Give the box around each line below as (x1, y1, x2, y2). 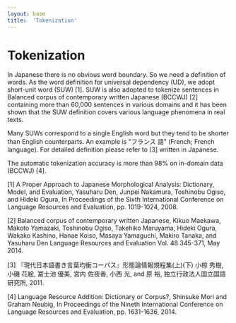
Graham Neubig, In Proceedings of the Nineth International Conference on (7, 300, 224, 309)
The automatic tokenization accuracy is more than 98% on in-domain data (7, 159, 224, 168)
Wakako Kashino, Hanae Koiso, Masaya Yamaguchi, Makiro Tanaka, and (7, 231, 217, 240)
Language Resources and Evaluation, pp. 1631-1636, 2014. (7, 307, 177, 316)
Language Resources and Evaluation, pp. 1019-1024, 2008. (7, 202, 179, 212)
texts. (7, 116, 24, 124)
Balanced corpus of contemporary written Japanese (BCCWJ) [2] (7, 93, 199, 102)
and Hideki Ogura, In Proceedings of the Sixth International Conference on (7, 195, 224, 204)
